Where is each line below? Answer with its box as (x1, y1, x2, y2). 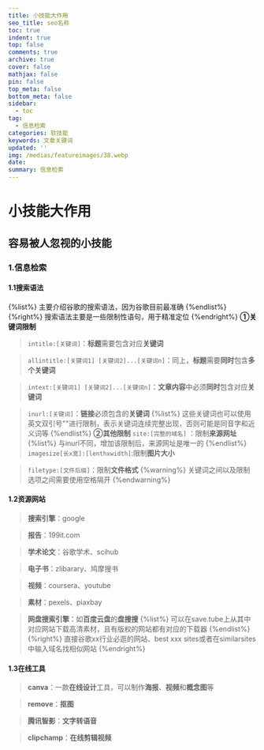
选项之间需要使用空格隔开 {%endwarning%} (27, 475, 171, 484)
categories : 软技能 (8, 129, 69, 137)
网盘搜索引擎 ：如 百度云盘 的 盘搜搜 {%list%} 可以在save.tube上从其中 (27, 614, 251, 624)
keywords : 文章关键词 (8, 136, 73, 145)
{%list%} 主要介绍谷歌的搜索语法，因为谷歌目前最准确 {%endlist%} (8, 302, 227, 311)
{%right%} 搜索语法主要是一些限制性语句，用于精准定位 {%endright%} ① (8, 311, 250, 321)
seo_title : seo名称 (8, 19, 70, 27)
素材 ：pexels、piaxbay (27, 597, 102, 607)
